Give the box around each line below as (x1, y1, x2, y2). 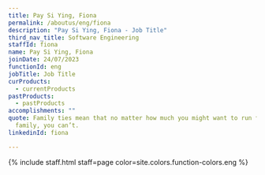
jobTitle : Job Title (8, 70, 77, 78)
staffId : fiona (8, 41, 58, 49)
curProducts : (8, 77, 51, 85)
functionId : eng (8, 63, 62, 71)
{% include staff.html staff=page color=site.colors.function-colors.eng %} (8, 157, 248, 166)
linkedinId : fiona (8, 128, 69, 136)
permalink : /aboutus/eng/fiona (8, 19, 111, 27)
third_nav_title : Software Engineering (8, 33, 140, 42)
